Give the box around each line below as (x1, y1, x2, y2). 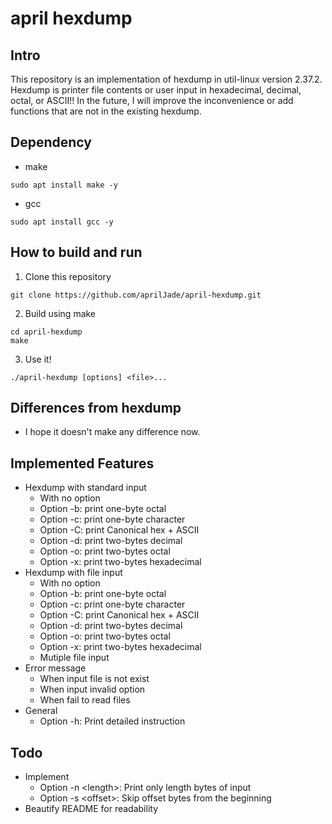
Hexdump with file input (24, 567, 123, 579)
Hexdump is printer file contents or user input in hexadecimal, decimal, (10, 84, 302, 96)
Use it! (24, 353, 52, 365)
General (24, 705, 58, 717)
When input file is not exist (39, 673, 150, 685)
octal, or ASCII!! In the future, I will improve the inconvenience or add (10, 95, 294, 106)
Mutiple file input (39, 652, 110, 664)
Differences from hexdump (10, 400, 182, 417)
